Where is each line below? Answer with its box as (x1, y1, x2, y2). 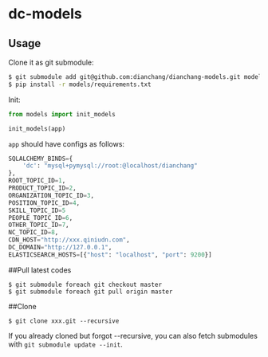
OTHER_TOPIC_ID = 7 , (8, 221, 69, 229)
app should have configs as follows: (8, 139, 125, 148)
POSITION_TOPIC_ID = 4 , (8, 198, 81, 207)
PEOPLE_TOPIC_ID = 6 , (8, 214, 73, 222)
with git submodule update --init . (8, 339, 123, 349)
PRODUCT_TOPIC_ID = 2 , (8, 184, 77, 192)
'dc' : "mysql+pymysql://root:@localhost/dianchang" (22, 162, 198, 170)
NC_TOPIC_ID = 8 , (8, 229, 59, 237)
